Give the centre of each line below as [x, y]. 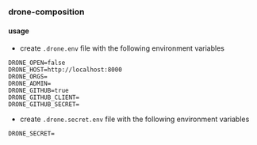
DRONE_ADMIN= [30, 84]
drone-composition [46, 12]
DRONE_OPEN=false [37, 63]
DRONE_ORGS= [28, 77]
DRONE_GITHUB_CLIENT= [44, 97]
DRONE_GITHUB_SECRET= [44, 105]
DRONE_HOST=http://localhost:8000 [65, 70]
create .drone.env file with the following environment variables [122, 48]
